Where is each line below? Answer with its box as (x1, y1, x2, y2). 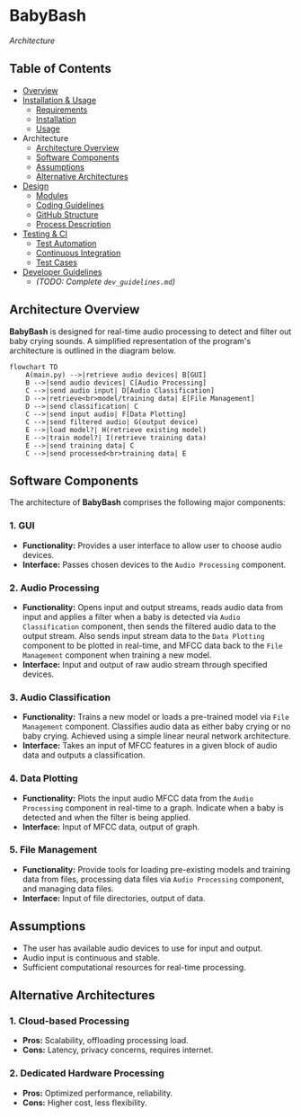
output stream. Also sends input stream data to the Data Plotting (22, 630, 265, 641)
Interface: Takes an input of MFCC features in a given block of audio (22, 740, 278, 751)
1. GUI (9, 519, 35, 532)
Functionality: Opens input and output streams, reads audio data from (22, 601, 284, 612)
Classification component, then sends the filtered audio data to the (22, 621, 277, 632)
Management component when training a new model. (22, 649, 213, 660)
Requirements (35, 104, 88, 115)
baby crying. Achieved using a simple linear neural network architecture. (22, 731, 292, 741)
